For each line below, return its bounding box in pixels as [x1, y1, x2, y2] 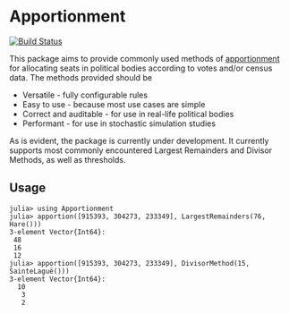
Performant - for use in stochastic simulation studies [21, 118, 217, 129]
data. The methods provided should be [9, 72, 153, 82]
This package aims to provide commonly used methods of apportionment [9, 53, 280, 64]
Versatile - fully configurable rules [21, 89, 149, 100]
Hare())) [9, 219, 42, 229]
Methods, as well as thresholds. [9, 154, 126, 165]
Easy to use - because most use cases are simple [21, 98, 206, 109]
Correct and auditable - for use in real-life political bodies [21, 108, 234, 119]
